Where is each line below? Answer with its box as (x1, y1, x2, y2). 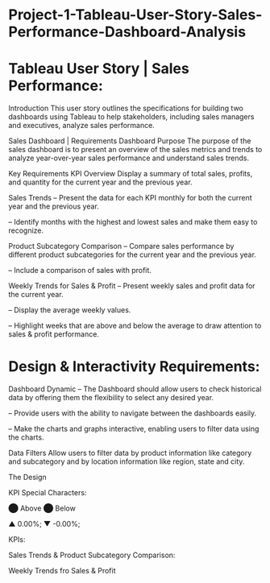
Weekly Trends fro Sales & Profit (8, 566, 116, 576)
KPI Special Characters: (8, 488, 87, 498)
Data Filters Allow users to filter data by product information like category (8, 449, 252, 458)
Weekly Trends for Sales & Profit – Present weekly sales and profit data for (8, 281, 255, 291)
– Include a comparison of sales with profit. (8, 266, 152, 275)
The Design (8, 473, 47, 482)
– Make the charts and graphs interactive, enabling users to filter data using (8, 424, 260, 434)
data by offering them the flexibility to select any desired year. (8, 393, 214, 403)
